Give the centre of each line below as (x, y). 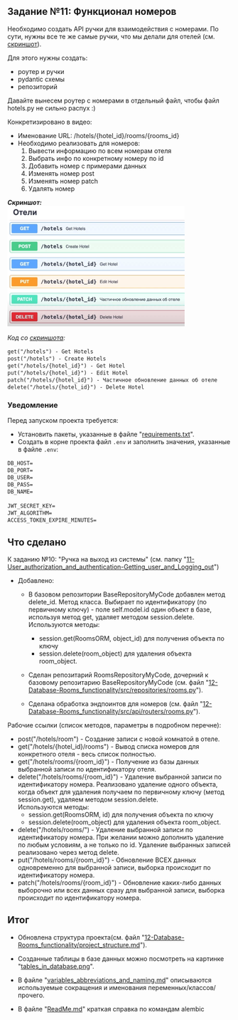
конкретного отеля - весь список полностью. (87, 754)
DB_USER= (20, 478)
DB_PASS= (20, 485)
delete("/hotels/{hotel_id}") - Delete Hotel (76, 387)
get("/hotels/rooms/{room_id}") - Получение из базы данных (108, 762)
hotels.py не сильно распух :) (52, 108)
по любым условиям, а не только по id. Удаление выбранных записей (124, 845)
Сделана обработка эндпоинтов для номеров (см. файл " (115, 703)
